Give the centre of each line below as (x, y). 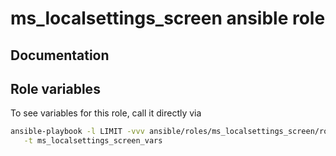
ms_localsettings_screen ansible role (168, 18)
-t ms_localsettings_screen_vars (93, 141)
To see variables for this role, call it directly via (106, 113)
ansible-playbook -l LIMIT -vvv (77, 132)
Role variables (55, 88)
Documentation (60, 55)
